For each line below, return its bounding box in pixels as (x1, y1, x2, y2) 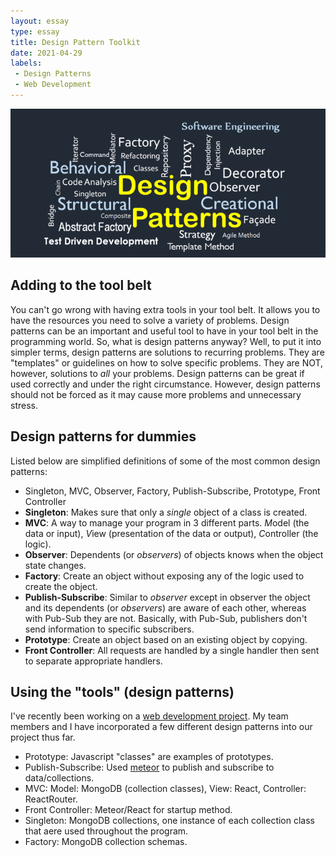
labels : (10, 58, 43, 69)
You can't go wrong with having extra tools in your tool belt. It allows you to (10, 303, 321, 315)
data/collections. (24, 772, 95, 784)
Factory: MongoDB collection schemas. (24, 836, 188, 848)
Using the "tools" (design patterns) (10, 683, 235, 700)
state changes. (24, 559, 87, 571)
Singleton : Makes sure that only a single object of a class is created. (24, 506, 308, 518)
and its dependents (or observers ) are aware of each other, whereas (24, 601, 307, 614)
